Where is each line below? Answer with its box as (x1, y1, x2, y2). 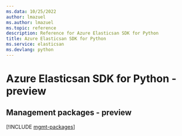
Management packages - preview (6, 108, 132, 118)
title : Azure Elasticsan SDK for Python (6, 36, 107, 42)
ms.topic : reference (6, 25, 57, 31)
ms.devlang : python (6, 47, 54, 53)
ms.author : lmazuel (6, 19, 54, 25)
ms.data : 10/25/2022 (6, 8, 57, 15)
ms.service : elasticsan (6, 42, 65, 47)
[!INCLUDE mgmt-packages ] (6, 123, 75, 130)
